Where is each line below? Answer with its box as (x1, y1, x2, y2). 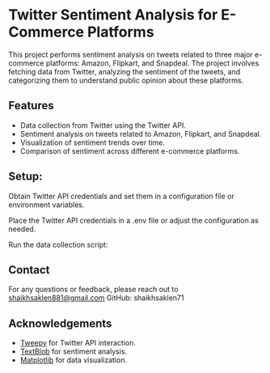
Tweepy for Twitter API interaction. (19, 338, 136, 348)
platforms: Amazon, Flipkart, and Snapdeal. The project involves (45, 58, 259, 68)
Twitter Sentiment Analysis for (8, 6, 218, 24)
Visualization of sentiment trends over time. (19, 138, 166, 147)
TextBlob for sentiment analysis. (19, 346, 128, 357)
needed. (8, 224, 36, 234)
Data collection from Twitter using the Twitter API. (19, 120, 186, 130)
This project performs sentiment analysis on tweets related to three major (8, 49, 253, 59)
